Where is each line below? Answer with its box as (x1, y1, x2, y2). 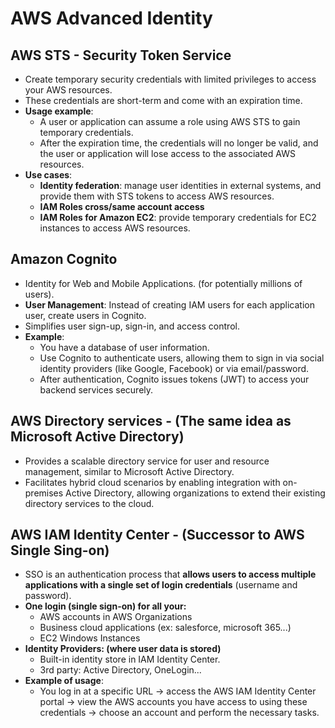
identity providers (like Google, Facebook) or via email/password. (39, 362, 310, 374)
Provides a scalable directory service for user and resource (24, 455, 270, 467)
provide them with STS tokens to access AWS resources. (39, 190, 275, 202)
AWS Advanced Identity (10, 7, 213, 30)
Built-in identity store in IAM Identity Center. (39, 653, 221, 666)
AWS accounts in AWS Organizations (39, 611, 193, 623)
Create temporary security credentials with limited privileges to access (24, 73, 317, 85)
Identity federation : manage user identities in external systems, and (39, 180, 322, 191)
